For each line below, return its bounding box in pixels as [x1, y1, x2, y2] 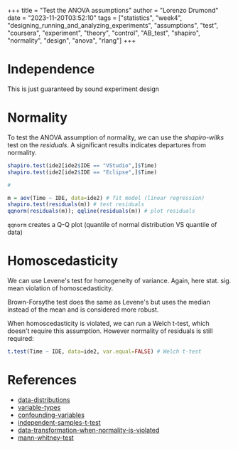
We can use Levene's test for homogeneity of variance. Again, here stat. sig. [7, 277, 232, 285]
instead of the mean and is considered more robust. [7, 305, 159, 314]
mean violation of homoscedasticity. [7, 284, 114, 292]
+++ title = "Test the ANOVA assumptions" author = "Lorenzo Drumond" [7, 6, 219, 14]
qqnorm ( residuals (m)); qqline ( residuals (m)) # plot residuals [7, 208, 195, 215]
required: [7, 334, 34, 343]
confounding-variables [17, 411, 85, 419]
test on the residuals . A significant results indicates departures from [7, 140, 207, 149]
